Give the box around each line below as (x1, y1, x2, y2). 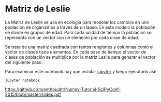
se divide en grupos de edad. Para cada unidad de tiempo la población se (5, 29, 152, 35)
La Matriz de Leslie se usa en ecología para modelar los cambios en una (5, 19, 149, 25)
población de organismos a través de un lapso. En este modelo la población (5, 24, 156, 30)
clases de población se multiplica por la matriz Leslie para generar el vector (5, 54, 156, 60)
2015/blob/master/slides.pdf (5, 91, 61, 97)
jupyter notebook (5, 78, 40, 83)
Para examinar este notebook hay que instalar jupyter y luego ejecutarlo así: (5, 68, 157, 74)
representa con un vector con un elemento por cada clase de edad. (5, 35, 139, 40)
